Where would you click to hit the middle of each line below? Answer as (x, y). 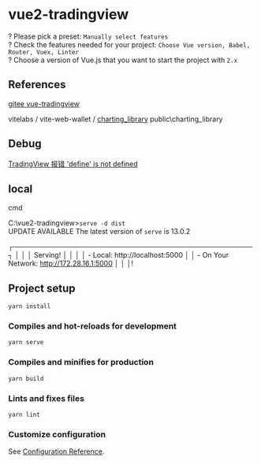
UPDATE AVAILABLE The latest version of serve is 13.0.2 (99, 232)
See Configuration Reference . (56, 451)
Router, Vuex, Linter (44, 52)
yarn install (30, 306)
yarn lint (24, 415)
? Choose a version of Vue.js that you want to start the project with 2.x (123, 60)
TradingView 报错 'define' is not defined (73, 164)
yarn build (26, 379)
